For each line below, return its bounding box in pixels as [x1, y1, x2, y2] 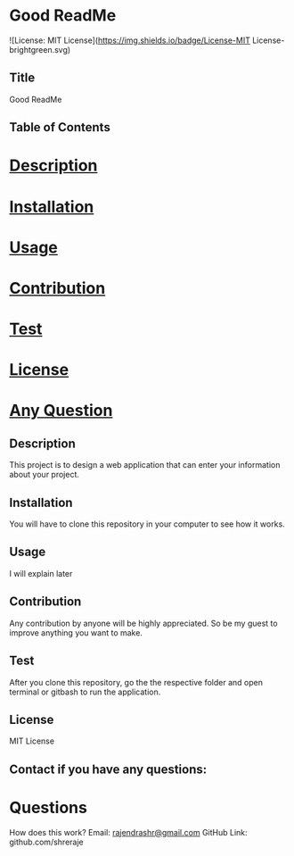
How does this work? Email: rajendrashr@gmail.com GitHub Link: [9, 827, 248, 837]
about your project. [9, 470, 80, 480]
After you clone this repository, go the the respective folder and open [9, 677, 263, 687]
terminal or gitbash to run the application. [9, 686, 161, 697]
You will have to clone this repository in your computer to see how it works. [9, 519, 285, 529]
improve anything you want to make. [9, 627, 143, 638]
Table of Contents [9, 120, 111, 135]
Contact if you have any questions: [9, 761, 208, 777]
